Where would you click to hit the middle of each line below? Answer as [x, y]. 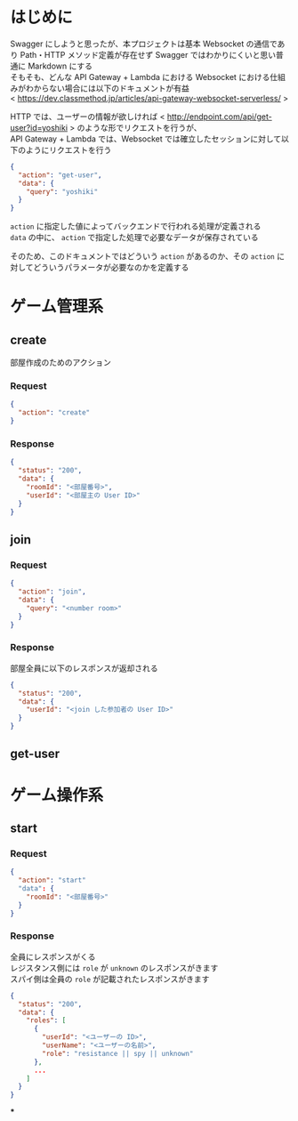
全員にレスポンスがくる [53, 956]
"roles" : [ [46, 1020]
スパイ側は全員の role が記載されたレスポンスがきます [110, 979]
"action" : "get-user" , [60, 175]
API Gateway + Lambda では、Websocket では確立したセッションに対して [146, 139]
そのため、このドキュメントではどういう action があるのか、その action [142, 256]
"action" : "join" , [52, 592]
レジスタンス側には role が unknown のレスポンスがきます [114, 968]
